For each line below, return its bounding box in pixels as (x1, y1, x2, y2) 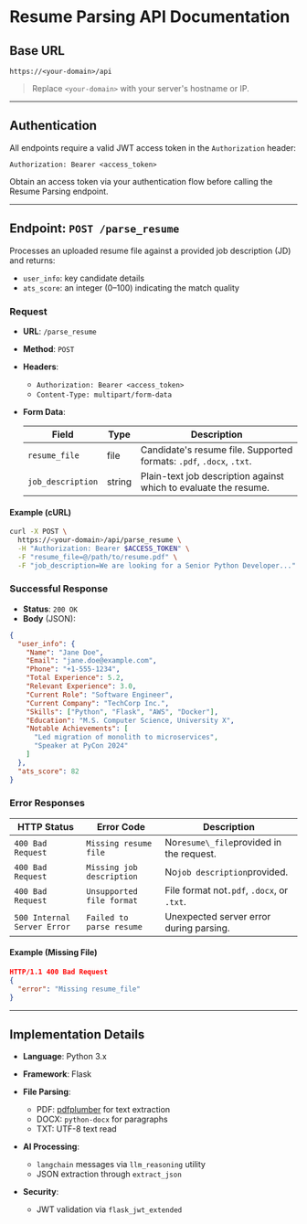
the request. (164, 847, 217, 860)
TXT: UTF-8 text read (36, 1123, 117, 1134)
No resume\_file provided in (164, 836, 282, 848)
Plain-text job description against (140, 469, 285, 482)
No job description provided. (164, 866, 289, 878)
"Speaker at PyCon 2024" (33, 741, 129, 750)
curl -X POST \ (9, 527, 68, 537)
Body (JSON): (22, 612, 76, 623)
